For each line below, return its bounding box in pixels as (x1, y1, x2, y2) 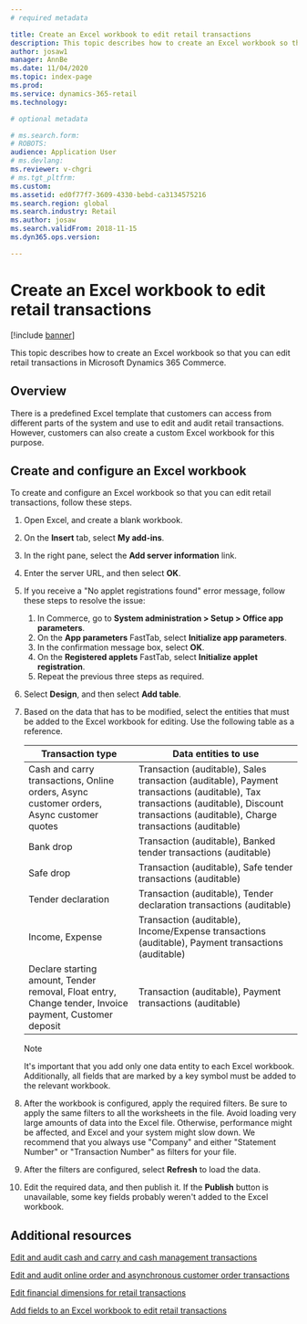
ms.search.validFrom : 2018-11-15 (10, 225, 138, 234)
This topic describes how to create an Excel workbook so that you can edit (10, 347, 291, 358)
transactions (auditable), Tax (138, 786, 261, 799)
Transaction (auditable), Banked (138, 835, 276, 847)
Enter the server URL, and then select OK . (23, 568, 181, 579)
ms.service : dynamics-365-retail (10, 89, 138, 99)
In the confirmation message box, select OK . (36, 642, 205, 653)
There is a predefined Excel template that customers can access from (10, 407, 272, 418)
